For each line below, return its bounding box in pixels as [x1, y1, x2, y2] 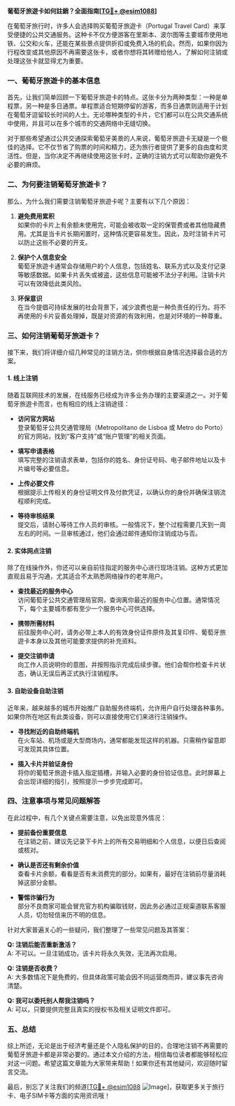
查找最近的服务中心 [17, 587, 73, 596]
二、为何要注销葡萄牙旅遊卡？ [7, 180, 108, 190]
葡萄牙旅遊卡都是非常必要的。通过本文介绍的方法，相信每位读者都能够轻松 [7, 1050, 222, 1059]
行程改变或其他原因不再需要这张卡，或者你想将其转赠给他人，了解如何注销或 [7, 48, 228, 56]
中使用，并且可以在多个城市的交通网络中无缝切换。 [7, 119, 155, 128]
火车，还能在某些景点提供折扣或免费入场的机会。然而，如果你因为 [37, 39, 228, 48]
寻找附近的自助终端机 [17, 727, 79, 736]
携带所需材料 [17, 619, 55, 628]
